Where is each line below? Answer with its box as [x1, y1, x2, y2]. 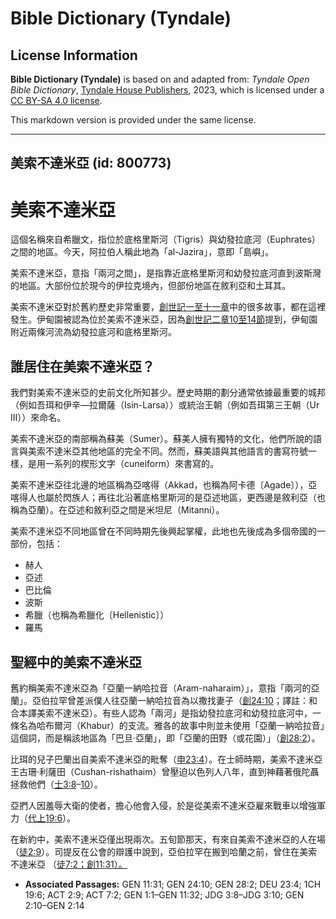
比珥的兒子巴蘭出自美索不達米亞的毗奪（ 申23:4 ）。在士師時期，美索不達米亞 [10, 753, 323, 765]
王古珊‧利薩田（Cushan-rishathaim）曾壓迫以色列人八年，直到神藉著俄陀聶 [10, 765, 320, 777]
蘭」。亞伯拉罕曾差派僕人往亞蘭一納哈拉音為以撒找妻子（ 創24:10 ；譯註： [10, 694, 309, 706]
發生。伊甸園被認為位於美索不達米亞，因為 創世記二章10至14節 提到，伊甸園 [10, 313, 318, 326]
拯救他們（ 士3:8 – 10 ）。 [10, 778, 103, 790]
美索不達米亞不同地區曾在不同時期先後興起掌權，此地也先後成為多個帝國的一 [10, 525, 326, 537]
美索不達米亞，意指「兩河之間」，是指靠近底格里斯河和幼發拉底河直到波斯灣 [10, 267, 322, 279]
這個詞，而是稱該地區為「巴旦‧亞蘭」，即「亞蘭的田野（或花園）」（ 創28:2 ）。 [10, 732, 321, 744]
